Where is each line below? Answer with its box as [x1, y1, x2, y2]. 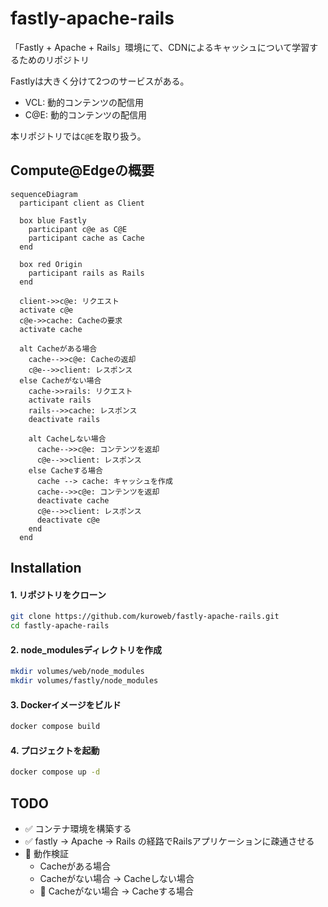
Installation [10, 560, 82, 577]
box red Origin [19, 259, 83, 269]
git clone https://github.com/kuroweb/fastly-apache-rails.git [10, 612, 280, 622]
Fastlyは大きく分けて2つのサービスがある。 [10, 75, 190, 87]
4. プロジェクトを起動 [10, 744, 100, 756]
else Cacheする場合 [28, 465, 103, 476]
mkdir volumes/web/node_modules [10, 667, 145, 677]
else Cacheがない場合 [19, 375, 102, 386]
